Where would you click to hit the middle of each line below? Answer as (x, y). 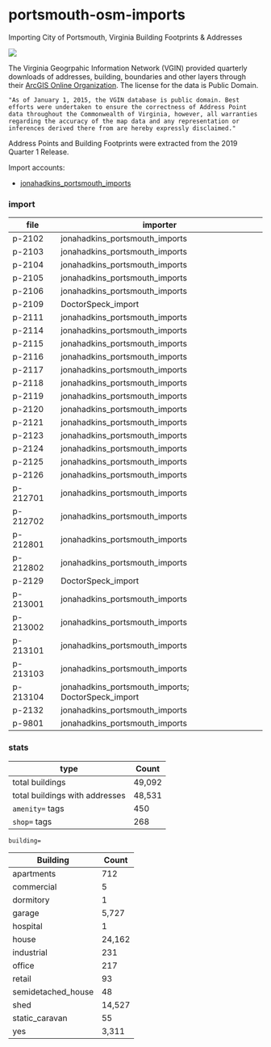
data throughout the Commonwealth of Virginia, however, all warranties (133, 114)
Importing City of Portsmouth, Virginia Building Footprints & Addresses (125, 37)
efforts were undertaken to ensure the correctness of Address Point (128, 107)
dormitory (31, 900)
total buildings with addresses (69, 795)
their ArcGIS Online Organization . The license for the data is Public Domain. (133, 85)
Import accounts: (37, 167)
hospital (27, 926)
